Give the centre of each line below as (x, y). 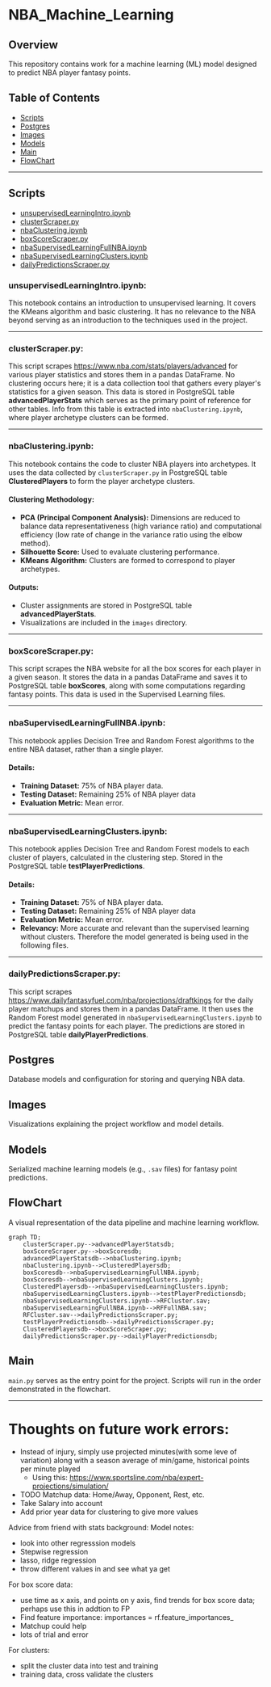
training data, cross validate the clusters (87, 1674)
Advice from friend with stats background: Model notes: (101, 1527)
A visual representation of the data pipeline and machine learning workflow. (134, 1222)
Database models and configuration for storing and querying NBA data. (127, 1079)
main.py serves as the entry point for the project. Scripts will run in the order (135, 1380)
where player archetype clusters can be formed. (89, 418)
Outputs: (23, 587)
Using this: (50, 1477)
